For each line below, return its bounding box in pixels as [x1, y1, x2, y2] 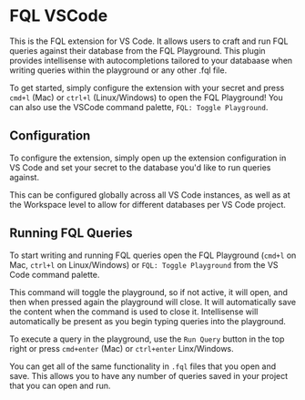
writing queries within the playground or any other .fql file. [9, 65, 228, 76]
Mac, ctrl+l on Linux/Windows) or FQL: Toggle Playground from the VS [9, 259, 280, 270]
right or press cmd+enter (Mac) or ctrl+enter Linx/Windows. [9, 343, 234, 354]
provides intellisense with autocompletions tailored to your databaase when [9, 55, 293, 66]
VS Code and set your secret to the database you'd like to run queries [9, 161, 271, 173]
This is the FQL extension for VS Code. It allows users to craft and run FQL [9, 36, 289, 46]
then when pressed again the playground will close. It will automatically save [9, 296, 297, 307]
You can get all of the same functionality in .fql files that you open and [9, 361, 276, 372]
